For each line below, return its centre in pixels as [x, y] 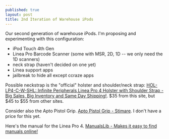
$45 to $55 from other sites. [35, 101]
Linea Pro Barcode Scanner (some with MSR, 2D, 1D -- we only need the [88, 54]
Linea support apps [33, 70]
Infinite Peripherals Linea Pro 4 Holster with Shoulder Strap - [101, 91]
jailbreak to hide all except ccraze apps [53, 76]
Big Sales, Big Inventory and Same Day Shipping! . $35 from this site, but [80, 96]
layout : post [19, 15]
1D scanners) [26, 59]
